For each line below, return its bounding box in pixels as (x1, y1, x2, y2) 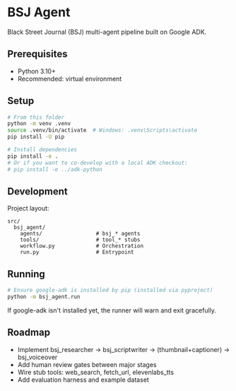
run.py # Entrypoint (20, 249, 134, 256)
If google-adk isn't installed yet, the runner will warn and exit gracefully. (7, 305, 217, 315)
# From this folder (7, 114, 65, 121)
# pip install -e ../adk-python (7, 165, 102, 173)
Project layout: (7, 204, 49, 213)
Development (7, 185, 69, 197)
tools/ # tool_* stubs (20, 236, 141, 244)
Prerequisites (7, 48, 68, 60)
